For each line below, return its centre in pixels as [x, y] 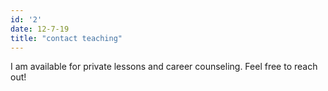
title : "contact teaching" [66, 38]
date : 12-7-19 [40, 29]
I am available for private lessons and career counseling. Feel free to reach [164, 67]
